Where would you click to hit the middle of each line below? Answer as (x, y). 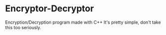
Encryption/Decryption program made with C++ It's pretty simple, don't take (83, 22)
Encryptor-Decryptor (50, 9)
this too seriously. (23, 27)
